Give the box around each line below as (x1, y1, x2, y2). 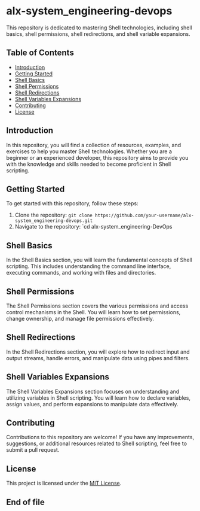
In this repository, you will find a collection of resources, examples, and (6, 141, 181, 148)
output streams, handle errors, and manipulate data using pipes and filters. (6, 354, 190, 361)
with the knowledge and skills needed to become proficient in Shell (6, 160, 171, 168)
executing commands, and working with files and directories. (6, 269, 156, 276)
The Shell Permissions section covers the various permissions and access (6, 302, 189, 309)
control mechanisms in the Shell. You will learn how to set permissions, (6, 309, 181, 315)
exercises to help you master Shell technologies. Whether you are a (6, 148, 172, 155)
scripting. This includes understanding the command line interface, (6, 263, 171, 270)
